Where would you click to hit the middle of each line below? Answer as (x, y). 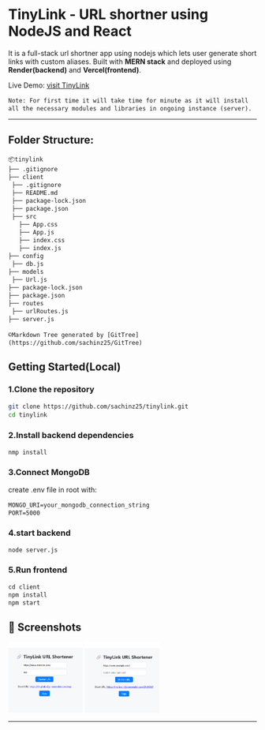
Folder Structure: (51, 140)
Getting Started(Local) (65, 367)
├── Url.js (29, 279)
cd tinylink (28, 415)
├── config (26, 256)
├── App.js (37, 232)
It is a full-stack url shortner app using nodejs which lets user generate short (132, 53)
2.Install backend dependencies (71, 436)
